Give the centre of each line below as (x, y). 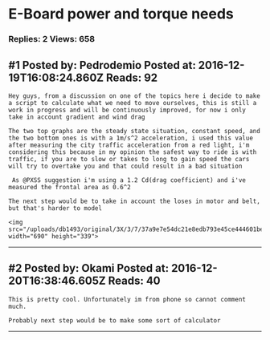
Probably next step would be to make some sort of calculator (115, 320)
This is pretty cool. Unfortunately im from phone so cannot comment (127, 299)
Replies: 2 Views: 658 (51, 39)
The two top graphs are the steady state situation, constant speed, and (135, 131)
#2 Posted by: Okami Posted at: (89, 268)
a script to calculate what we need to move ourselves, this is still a (133, 103)
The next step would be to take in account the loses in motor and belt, (135, 201)
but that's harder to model (55, 208)
